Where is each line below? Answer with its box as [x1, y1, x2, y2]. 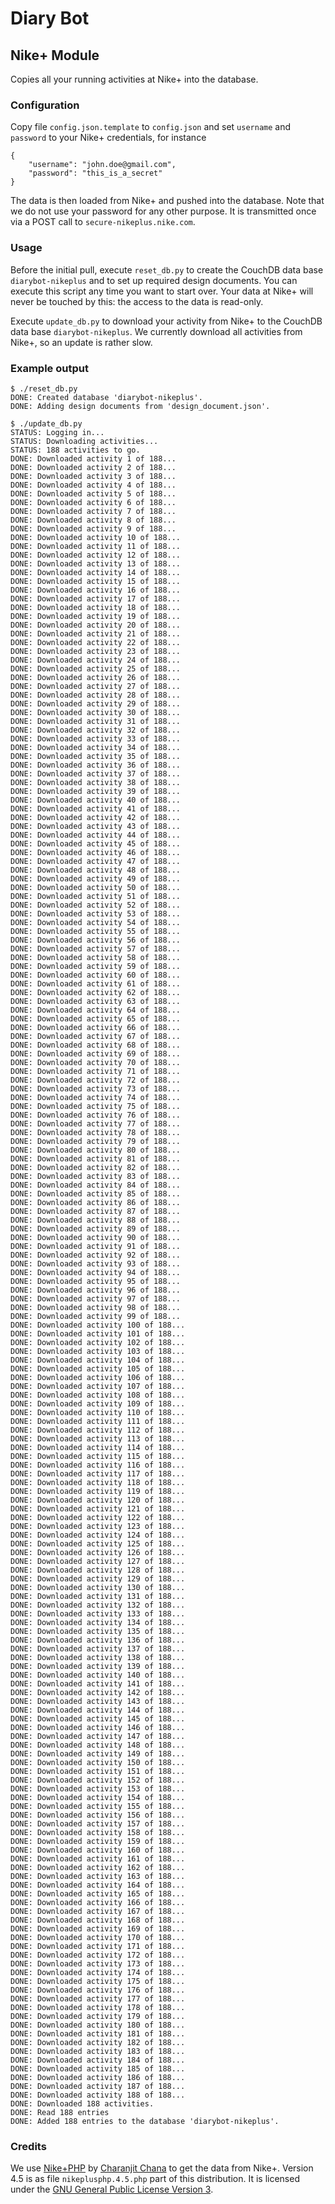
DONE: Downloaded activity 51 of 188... [10, 891, 182, 901]
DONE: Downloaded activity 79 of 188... [10, 1136, 182, 1146]
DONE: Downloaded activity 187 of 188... [10, 2081, 186, 2091]
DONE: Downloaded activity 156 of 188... [10, 1810, 186, 1820]
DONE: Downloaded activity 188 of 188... [10, 2090, 186, 2100]
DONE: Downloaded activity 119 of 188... [10, 1486, 186, 1496]
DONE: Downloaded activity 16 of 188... [10, 585, 182, 595]
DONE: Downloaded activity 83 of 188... [10, 1171, 182, 1181]
